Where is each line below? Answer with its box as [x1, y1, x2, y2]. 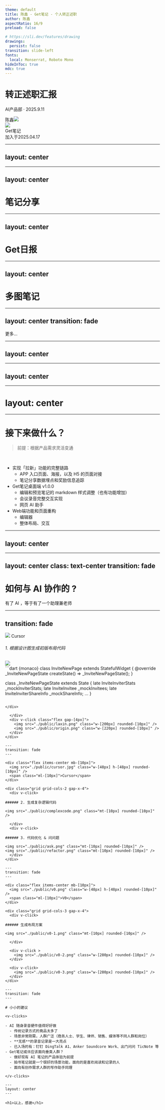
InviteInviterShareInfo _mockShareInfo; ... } [5, 691, 92, 697]
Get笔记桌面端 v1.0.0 [12, 483, 55, 490]
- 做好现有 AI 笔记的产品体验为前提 [9, 1055, 74, 1060]
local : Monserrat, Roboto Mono [9, 57, 74, 62]
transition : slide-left [5, 48, 54, 53]
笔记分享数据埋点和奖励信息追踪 [19, 477, 84, 483]
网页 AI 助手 [19, 502, 44, 508]
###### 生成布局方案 [5, 923, 43, 927]
